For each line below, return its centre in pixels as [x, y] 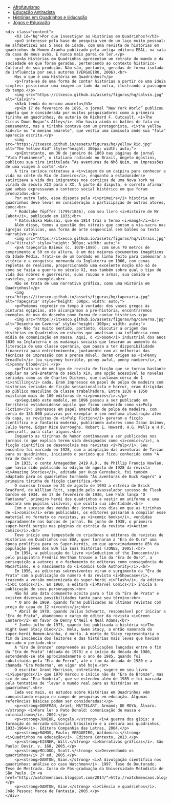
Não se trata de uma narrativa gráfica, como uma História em [82, 283]
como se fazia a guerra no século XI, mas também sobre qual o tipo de [83, 270]
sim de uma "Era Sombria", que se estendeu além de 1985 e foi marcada [83, 679]
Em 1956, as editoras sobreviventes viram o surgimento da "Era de [88, 571]
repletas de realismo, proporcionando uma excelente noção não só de [81, 265]
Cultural [15, 68]
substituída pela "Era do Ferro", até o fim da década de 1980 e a [79, 661]
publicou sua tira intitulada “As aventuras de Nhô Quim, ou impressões [84, 162]
